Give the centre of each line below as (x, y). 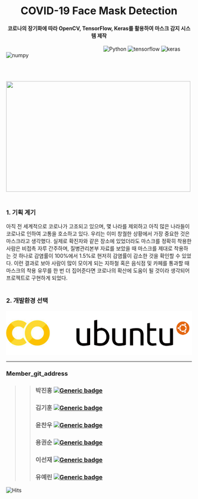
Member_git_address (37, 374)
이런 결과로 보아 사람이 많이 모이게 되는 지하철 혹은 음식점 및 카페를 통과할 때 (102, 263)
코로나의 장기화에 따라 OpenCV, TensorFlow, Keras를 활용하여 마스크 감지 (93, 28)
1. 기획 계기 (21, 212)
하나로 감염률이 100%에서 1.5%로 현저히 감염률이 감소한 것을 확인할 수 (100, 255)
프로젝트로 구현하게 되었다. (37, 278)
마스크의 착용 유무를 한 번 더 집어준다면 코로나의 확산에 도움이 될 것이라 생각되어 (98, 270)
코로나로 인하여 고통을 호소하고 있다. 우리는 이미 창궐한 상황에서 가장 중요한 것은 (98, 234)
